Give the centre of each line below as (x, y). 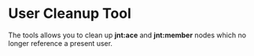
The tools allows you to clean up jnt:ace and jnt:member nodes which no (127, 35)
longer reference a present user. (60, 43)
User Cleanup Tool (70, 14)
